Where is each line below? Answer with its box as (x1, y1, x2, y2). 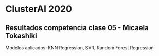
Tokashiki (5, 31, 38, 40)
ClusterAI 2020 (5, 3, 72, 15)
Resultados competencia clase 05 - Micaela (5, 23, 149, 32)
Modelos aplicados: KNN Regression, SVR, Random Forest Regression (5, 45, 154, 51)
